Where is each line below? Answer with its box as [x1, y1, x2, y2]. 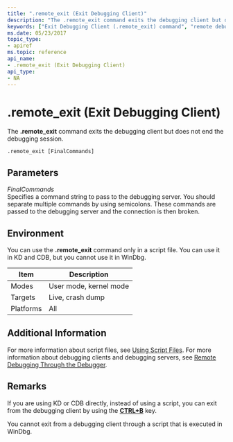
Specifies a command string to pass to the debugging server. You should [7, 193, 216, 201]
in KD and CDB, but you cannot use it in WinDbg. [7, 253, 147, 261]
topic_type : [7, 36, 42, 43]
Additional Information [7, 327, 107, 339]
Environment [7, 227, 64, 239]
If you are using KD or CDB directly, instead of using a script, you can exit [7, 399, 217, 407]
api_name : [7, 55, 36, 62]
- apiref [7, 42, 33, 49]
